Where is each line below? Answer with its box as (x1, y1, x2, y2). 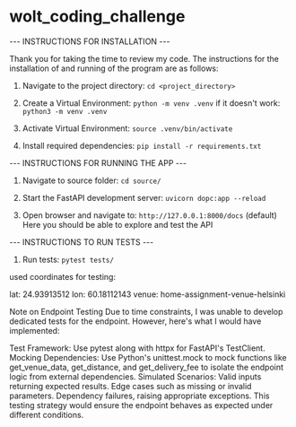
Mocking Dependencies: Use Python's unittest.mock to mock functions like (9, 352, 287, 362)
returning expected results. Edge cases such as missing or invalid (9, 380, 252, 391)
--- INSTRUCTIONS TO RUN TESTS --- (9, 236, 154, 248)
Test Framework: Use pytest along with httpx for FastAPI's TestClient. (9, 343, 266, 353)
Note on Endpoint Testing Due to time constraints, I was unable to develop (9, 306, 283, 317)
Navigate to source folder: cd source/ (22, 175, 161, 186)
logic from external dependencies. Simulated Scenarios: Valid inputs (9, 370, 262, 382)
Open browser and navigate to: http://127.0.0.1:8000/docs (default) (22, 209, 278, 221)
